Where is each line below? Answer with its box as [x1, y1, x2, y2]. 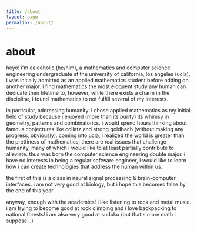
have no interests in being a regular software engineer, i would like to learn [6, 157, 187, 164]
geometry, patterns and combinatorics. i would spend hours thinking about [6, 119, 187, 126]
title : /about [6, 8, 41, 15]
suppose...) [6, 217, 34, 224]
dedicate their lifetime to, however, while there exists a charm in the [6, 89, 170, 96]
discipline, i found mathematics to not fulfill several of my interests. [6, 95, 169, 103]
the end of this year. [6, 187, 55, 194]
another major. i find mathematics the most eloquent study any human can [6, 83, 186, 90]
